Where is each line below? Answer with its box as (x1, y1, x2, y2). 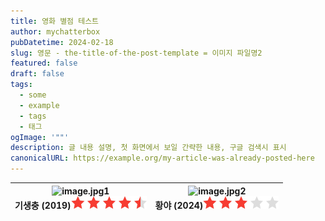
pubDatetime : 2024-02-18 (10, 37, 114, 47)
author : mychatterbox (10, 26, 101, 37)
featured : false (10, 58, 78, 69)
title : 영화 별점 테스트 (10, 16, 100, 26)
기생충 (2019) (14, 199, 72, 211)
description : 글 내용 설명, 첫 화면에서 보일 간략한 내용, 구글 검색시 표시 (10, 143, 287, 153)
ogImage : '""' (10, 132, 70, 142)
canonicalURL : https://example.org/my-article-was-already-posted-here (10, 153, 315, 164)
